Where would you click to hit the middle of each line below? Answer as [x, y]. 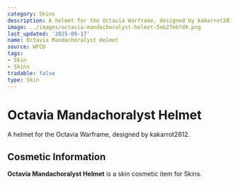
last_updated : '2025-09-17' [49, 34]
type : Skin [23, 80]
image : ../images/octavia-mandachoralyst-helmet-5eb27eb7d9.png [104, 27]
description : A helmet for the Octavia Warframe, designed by [101, 21]
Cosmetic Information [57, 157]
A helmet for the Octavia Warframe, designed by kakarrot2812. [99, 135]
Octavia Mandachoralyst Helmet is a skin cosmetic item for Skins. [104, 174]
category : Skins [31, 14]
